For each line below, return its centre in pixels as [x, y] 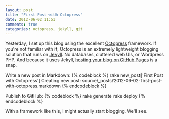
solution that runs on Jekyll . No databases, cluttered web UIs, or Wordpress [85, 55]
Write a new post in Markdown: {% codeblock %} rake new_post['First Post [84, 75]
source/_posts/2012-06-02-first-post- [122, 81]
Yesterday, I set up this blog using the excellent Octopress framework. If [81, 43]
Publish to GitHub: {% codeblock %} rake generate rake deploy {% [75, 96]
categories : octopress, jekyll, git [44, 29]
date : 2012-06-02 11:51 [31, 19]
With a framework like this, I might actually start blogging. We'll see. [76, 111]
